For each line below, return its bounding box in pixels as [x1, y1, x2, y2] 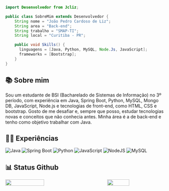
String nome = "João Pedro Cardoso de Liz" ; [14, 18, 111, 24]
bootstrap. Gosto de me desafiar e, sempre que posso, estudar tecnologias [5, 108, 164, 114]
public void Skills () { [14, 42, 66, 47]
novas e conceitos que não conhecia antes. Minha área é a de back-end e [5, 114, 161, 120]
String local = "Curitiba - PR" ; [14, 33, 86, 38]
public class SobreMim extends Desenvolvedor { [5, 14, 109, 19]
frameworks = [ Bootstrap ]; [18, 52, 77, 57]
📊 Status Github [5, 163, 59, 172]
